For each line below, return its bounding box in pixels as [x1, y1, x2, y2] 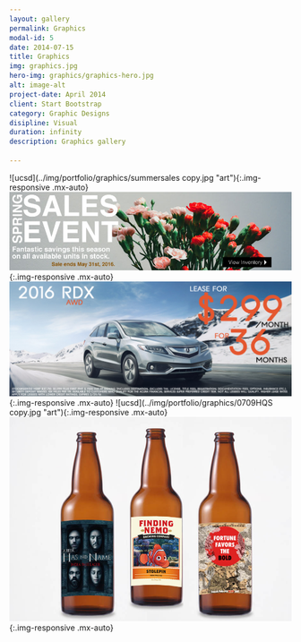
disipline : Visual [9, 118, 78, 127]
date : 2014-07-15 [9, 43, 74, 52]
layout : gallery [9, 14, 70, 23]
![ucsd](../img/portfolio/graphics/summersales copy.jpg [9, 172, 214, 183]
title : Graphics [9, 52, 70, 62]
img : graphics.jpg [9, 62, 78, 71]
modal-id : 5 [9, 33, 54, 42]
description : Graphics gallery [9, 137, 126, 147]
